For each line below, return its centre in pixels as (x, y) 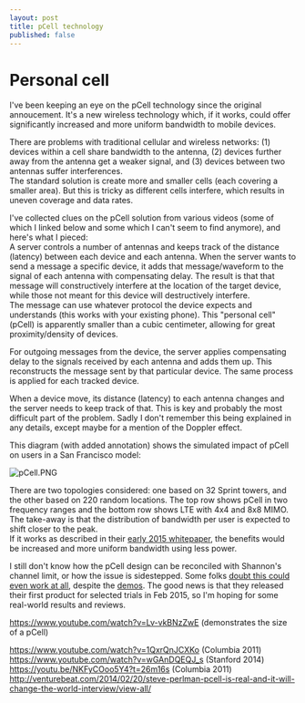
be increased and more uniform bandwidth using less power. (123, 549)
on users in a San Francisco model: (75, 455)
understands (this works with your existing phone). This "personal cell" (142, 315)
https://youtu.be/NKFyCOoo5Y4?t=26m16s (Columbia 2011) (121, 669)
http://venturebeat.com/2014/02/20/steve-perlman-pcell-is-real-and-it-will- (152, 679)
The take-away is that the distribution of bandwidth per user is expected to (150, 520)
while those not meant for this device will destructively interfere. (130, 295)
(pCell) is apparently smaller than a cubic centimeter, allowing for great (142, 325)
